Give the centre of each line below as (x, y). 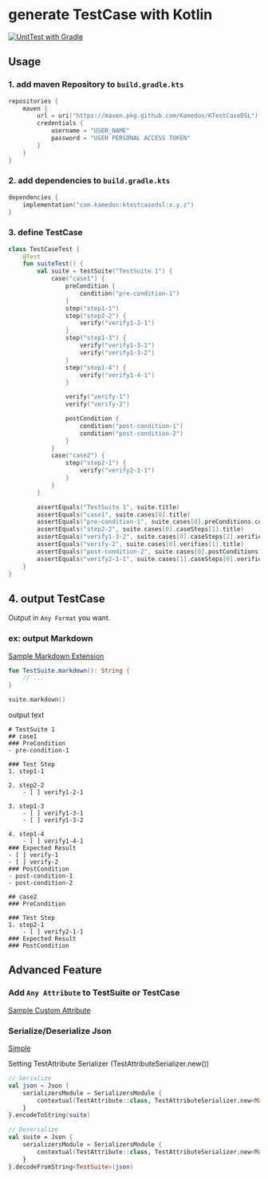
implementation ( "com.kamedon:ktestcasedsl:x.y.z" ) (108, 205)
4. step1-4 (26, 835)
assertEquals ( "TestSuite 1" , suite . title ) (108, 507)
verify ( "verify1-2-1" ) (117, 323)
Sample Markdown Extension (56, 656)
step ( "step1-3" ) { (96, 338)
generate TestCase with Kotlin (110, 15)
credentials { (60, 124)
